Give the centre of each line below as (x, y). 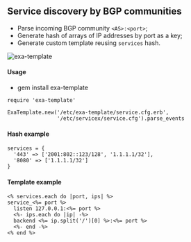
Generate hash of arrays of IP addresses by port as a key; (100, 35)
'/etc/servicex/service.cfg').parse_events (121, 119)
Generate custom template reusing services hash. (89, 43)
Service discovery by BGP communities (94, 11)
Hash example (28, 134)
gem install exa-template (53, 88)
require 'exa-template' (42, 101)
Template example (34, 182)
